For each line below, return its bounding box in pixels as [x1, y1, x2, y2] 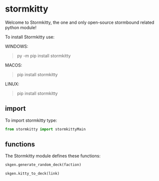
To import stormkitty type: [5, 117, 57, 123]
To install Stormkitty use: [5, 34, 55, 40]
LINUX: [5, 81, 19, 87]
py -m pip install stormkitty [17, 52, 71, 59]
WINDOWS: [5, 43, 28, 49]
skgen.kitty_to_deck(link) [5, 171, 60, 176]
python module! [5, 24, 36, 30]
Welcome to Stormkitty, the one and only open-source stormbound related [5, 19, 155, 25]
